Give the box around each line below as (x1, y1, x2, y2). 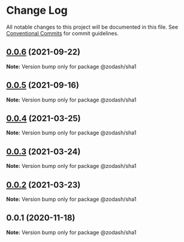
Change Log (6, 4, 68, 17)
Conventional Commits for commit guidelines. (6, 29, 119, 36)
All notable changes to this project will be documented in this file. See (6, 23, 179, 30)
